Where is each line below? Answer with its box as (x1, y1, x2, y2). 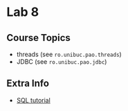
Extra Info (6, 78, 50, 89)
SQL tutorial (16, 96, 51, 104)
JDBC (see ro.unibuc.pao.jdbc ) (16, 58, 107, 66)
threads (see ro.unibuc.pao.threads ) (16, 50, 122, 58)
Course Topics (6, 32, 71, 44)
